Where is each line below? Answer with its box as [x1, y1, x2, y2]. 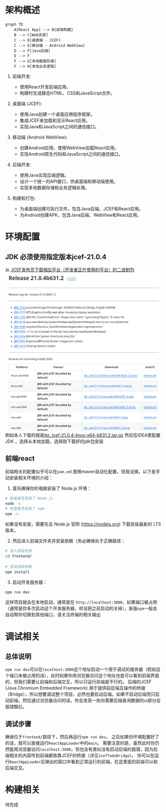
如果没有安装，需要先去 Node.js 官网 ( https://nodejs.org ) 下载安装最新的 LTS [5, 521, 161, 527]
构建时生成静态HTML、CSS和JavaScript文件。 [19, 90, 115, 96]
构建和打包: [12, 195, 36, 201]
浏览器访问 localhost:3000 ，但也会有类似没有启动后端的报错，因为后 [18, 746, 158, 752]
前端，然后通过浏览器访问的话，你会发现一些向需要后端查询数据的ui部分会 [9, 698, 161, 704]
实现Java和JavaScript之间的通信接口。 [19, 123, 100, 129]
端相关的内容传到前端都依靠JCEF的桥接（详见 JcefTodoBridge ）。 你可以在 [5, 752, 155, 759]
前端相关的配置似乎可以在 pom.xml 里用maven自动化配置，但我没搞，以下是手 [5, 468, 161, 474]
